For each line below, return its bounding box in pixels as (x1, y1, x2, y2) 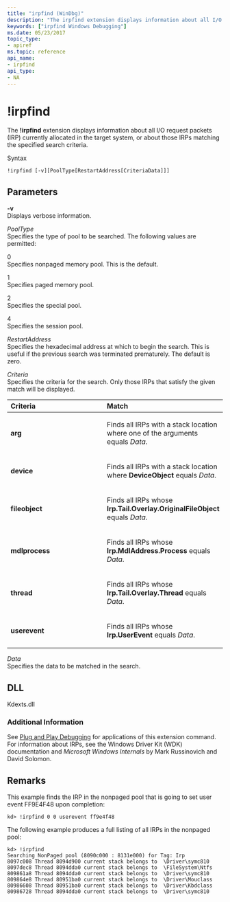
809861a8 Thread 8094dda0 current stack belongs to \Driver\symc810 (7, 870, 210, 877)
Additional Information (7, 717, 84, 727)
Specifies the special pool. (7, 302, 82, 310)
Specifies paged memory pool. (7, 281, 94, 289)
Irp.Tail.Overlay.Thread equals (107, 588, 207, 598)
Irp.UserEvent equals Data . (107, 630, 195, 640)
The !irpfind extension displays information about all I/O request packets (7, 126, 212, 135)
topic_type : (7, 36, 41, 43)
